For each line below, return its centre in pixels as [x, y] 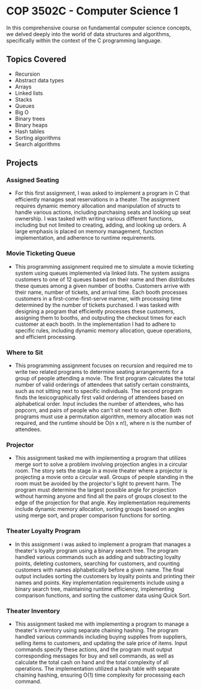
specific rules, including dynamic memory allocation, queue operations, [103, 330]
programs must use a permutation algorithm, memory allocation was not [104, 417]
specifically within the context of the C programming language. [84, 40]
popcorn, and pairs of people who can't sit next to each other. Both [98, 411]
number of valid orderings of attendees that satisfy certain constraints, [102, 385]
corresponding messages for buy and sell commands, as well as [94, 656]
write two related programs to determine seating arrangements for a [99, 372]
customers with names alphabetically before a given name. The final [99, 570]
